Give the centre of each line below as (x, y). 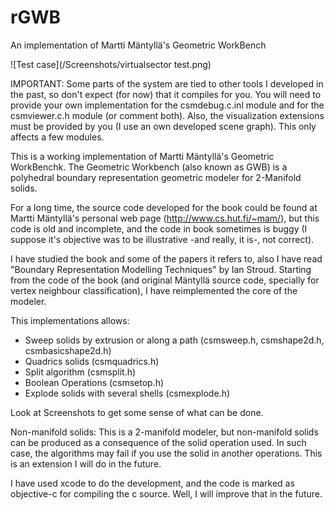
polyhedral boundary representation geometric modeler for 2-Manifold (156, 177)
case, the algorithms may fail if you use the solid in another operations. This (166, 453)
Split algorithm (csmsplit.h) (80, 372)
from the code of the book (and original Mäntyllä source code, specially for (165, 280)
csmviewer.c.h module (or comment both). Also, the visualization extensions (167, 115)
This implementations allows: (70, 320)
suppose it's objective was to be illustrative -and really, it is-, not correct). (162, 239)
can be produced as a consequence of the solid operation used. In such (158, 442)
